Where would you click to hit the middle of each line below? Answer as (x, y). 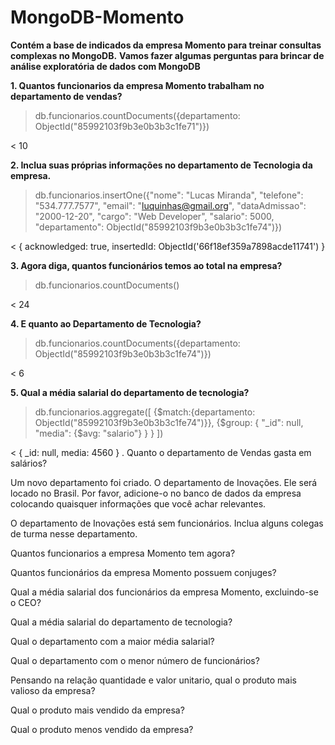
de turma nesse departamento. (74, 533)
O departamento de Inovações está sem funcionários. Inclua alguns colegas (167, 523)
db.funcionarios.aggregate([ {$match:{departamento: (145, 412)
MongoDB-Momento (97, 17)
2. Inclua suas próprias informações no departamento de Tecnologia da (161, 165)
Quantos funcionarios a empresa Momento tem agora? (123, 553)
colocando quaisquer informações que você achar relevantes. (138, 503)
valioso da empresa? (53, 690)
